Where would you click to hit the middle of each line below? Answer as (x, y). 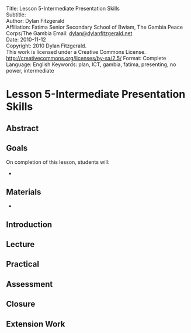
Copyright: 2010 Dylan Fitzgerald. (46, 46)
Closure (21, 304)
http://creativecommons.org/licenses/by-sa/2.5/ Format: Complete (86, 58)
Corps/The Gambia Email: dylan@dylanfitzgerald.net (69, 33)
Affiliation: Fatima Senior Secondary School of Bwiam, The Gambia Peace (94, 27)
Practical (23, 264)
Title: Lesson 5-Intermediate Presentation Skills (63, 8)
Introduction (29, 224)
